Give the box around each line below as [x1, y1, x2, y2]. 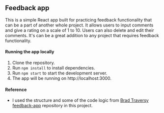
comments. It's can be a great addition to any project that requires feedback [5, 32, 159, 38]
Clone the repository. [12, 60, 55, 66]
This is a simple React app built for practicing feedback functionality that [5, 17, 152, 23]
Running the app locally [5, 49, 55, 55]
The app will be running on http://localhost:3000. [12, 75, 112, 81]
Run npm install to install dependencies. [12, 65, 95, 71]
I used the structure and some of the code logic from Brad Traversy [12, 97, 149, 103]
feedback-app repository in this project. [12, 103, 93, 109]
